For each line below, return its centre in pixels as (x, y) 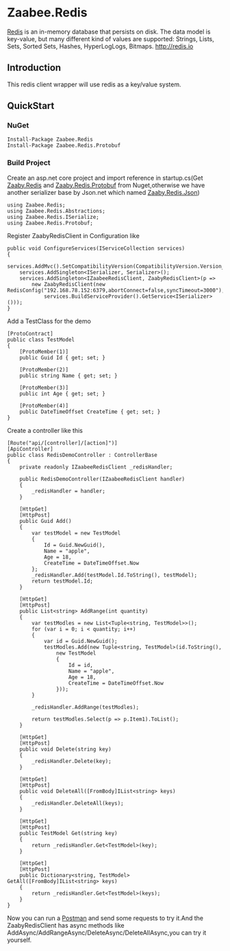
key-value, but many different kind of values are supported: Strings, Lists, (111, 38)
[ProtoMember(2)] (44, 369)
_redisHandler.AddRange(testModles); (85, 707)
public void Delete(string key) (65, 749)
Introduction (34, 68)
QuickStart (31, 106)
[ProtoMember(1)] (44, 351)
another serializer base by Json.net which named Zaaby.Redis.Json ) (103, 192)
